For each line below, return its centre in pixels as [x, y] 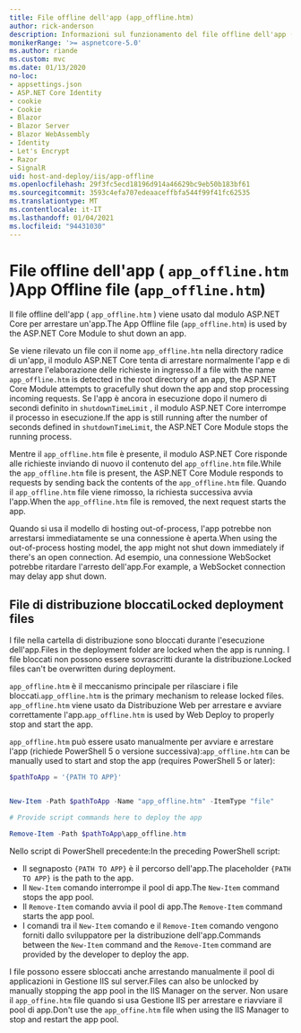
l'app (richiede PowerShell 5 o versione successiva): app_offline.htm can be [150, 751]
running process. [41, 437]
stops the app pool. [58, 897]
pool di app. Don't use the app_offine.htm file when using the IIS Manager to [149, 1010]
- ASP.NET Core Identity [56, 92]
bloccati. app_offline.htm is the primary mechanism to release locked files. [147, 696]
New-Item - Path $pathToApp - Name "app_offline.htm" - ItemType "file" [142, 801]
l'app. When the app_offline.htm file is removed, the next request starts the [148, 502]
